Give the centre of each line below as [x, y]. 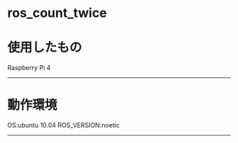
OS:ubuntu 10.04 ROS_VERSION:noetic [64, 125]
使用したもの [45, 48]
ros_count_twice [57, 13]
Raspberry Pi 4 [29, 68]
